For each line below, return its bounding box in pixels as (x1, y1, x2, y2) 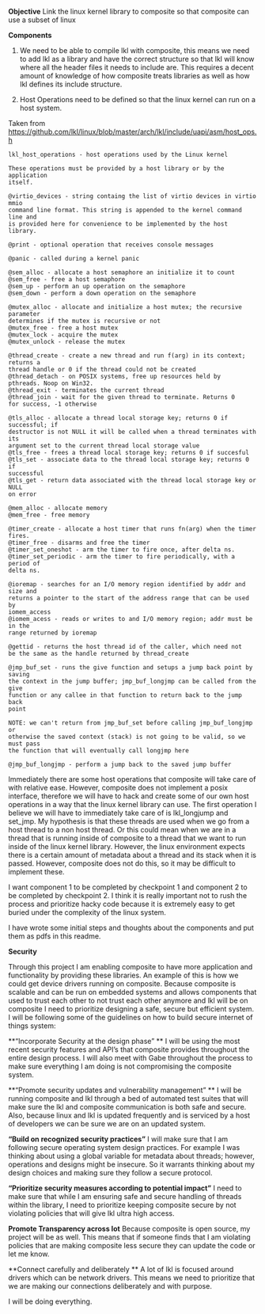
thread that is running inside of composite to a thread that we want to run (8, 833, 247, 843)
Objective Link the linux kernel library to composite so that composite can (8, 7, 249, 16)
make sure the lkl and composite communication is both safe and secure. (8, 1103, 247, 1111)
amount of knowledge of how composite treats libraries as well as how (19, 71, 251, 80)
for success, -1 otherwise (8, 400, 97, 408)
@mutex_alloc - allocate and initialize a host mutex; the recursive (8, 303, 243, 311)
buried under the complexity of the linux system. (8, 908, 166, 917)
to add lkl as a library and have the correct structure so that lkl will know (19, 55, 255, 63)
